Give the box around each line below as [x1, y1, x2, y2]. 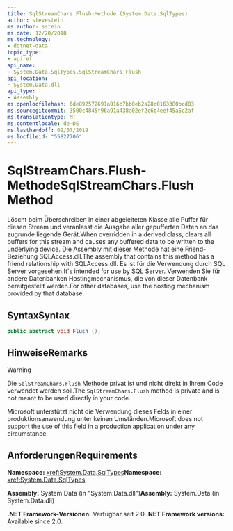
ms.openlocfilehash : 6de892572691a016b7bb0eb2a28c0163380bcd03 [7, 101, 195, 108]
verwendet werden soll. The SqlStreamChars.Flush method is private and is [7, 386, 220, 395]
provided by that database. [7, 289, 85, 297]
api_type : [7, 88, 36, 95]
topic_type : [7, 49, 42, 56]
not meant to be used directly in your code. [7, 393, 131, 402]
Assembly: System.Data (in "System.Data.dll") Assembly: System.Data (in [7, 489, 220, 497]
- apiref [7, 56, 33, 63]
